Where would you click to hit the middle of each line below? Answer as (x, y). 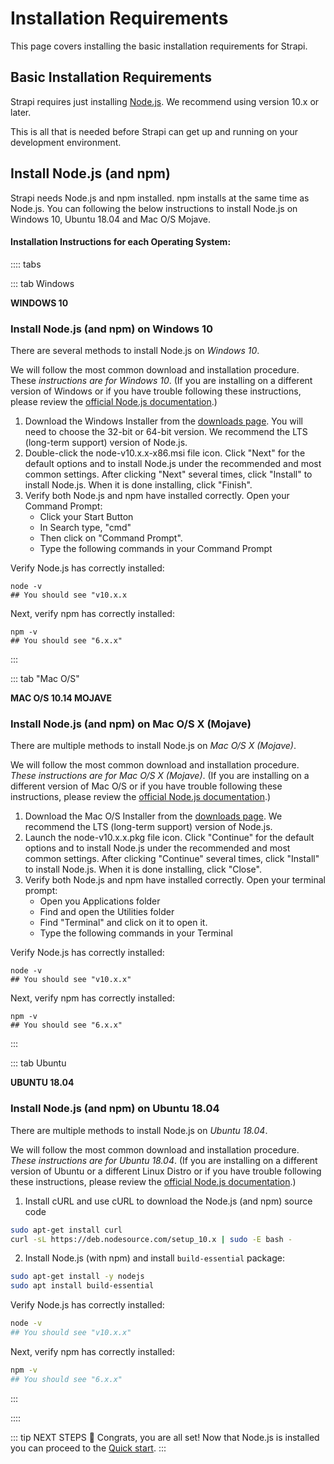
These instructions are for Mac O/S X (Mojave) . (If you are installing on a (160, 776)
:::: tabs (26, 264)
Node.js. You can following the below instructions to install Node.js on (154, 208)
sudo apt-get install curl (66, 1230)
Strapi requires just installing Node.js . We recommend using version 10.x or (165, 101)
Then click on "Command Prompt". (111, 538)
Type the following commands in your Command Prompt (156, 549)
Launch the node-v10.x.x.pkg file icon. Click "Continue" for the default (169, 838)
